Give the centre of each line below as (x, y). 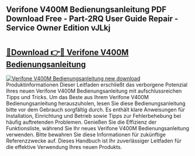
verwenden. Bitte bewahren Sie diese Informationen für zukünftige (86, 135)
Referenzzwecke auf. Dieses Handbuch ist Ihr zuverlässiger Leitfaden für (94, 141)
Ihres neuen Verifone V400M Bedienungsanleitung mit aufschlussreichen (94, 91)
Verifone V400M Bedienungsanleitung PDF (86, 10)
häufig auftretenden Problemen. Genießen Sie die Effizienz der (81, 122)
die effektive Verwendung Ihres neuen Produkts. (64, 147)
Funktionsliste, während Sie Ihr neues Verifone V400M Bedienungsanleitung (98, 128)
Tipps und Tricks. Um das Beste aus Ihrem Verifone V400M (77, 97)
